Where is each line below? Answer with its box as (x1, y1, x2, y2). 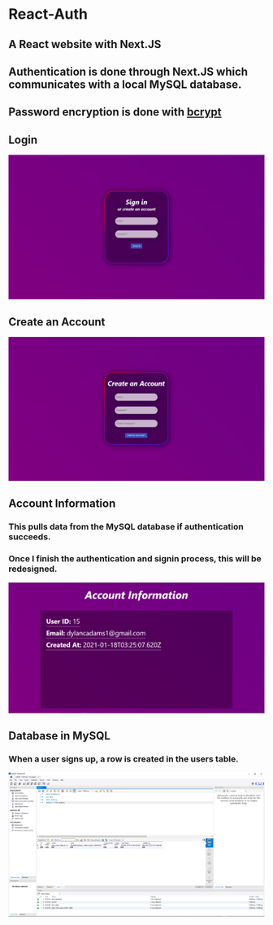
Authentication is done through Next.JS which (8, 64, 249, 78)
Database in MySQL (8, 729, 111, 743)
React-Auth (8, 5, 88, 24)
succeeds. (8, 531, 51, 543)
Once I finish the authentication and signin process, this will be (8, 553, 262, 565)
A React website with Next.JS (8, 37, 162, 51)
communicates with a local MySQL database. (8, 77, 242, 91)
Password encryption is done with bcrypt (8, 105, 222, 119)
